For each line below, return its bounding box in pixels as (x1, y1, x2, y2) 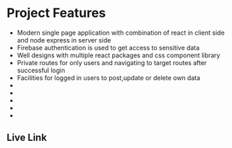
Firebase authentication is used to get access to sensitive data (16, 43, 200, 52)
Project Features (6, 5, 106, 21)
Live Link (6, 132, 48, 144)
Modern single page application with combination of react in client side (16, 28, 225, 37)
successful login (16, 66, 65, 74)
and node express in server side (16, 35, 111, 44)
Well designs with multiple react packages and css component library (16, 51, 221, 59)
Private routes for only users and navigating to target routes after (16, 58, 207, 67)
